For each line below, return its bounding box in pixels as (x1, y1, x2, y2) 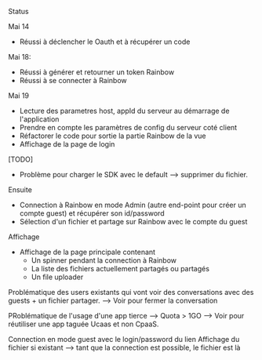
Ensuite (8, 185, 33, 195)
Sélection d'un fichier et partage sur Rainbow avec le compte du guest (19, 217, 248, 226)
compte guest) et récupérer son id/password (19, 209, 165, 218)
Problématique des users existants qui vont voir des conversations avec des (8, 288, 254, 296)
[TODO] (8, 155, 34, 164)
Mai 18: (8, 53, 31, 61)
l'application (19, 115, 60, 124)
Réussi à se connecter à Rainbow (19, 76, 127, 85)
